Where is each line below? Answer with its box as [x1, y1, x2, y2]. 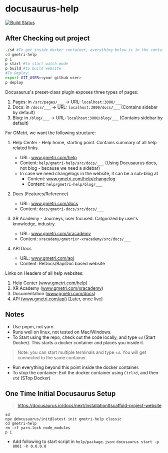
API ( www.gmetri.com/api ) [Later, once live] [12, 296, 103, 302]
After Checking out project [5, 34, 90, 43]
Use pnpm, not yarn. [12, 323, 55, 329]
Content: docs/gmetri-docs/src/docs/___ [19, 206, 104, 212]
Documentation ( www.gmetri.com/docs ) [12, 290, 96, 296]
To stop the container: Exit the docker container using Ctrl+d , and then [12, 369, 158, 375]
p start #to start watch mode [5, 61, 68, 67]
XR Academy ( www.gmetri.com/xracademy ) [12, 285, 103, 291]
